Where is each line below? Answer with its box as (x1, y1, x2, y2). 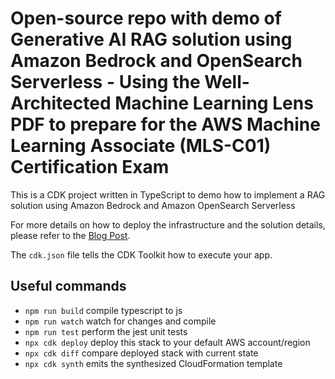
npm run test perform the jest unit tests (24, 325, 188, 337)
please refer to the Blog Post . (10, 229, 131, 241)
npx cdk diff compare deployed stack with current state (24, 347, 259, 359)
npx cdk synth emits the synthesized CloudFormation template (24, 357, 283, 369)
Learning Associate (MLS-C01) (10, 135, 272, 157)
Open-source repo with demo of (10, 7, 282, 30)
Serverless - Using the (10, 71, 201, 94)
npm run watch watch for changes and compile (24, 315, 217, 327)
